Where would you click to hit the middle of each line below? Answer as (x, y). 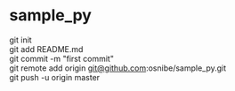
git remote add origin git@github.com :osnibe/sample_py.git (118, 68)
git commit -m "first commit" (61, 58)
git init (21, 40)
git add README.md (46, 49)
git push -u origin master (55, 77)
